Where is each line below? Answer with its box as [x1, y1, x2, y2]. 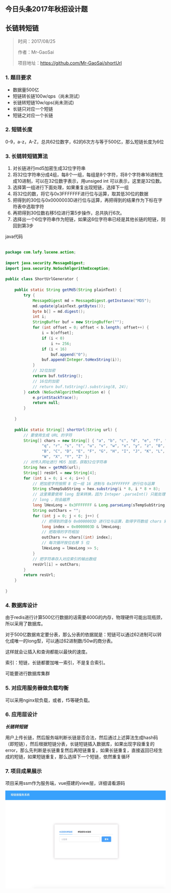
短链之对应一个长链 [12, 112, 53, 118]
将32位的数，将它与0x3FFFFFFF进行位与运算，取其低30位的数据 [12, 191, 149, 197]
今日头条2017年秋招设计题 [5, 5, 88, 14]
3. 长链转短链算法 [5, 153, 48, 160]
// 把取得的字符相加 [41, 530, 79, 535]
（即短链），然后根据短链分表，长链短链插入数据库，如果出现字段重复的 [5, 740, 155, 747]
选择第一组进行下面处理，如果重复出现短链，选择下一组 [12, 184, 129, 190]
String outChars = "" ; [32, 508, 81, 513]
